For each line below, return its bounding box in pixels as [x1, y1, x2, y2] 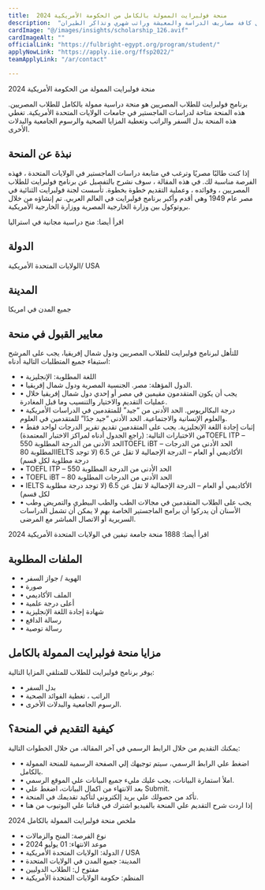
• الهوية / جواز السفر [19, 573, 81, 583]
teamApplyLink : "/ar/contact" [8, 56, 108, 64]
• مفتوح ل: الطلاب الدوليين [19, 864, 99, 873]
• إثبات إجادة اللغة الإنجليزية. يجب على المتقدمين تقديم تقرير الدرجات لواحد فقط [19, 423, 255, 432]
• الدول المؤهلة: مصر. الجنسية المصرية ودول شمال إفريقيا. [19, 380, 193, 390]
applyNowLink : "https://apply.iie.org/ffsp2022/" [8, 48, 175, 56]
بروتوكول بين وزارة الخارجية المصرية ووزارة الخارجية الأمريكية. [8, 202, 191, 211]
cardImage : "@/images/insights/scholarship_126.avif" [8, 26, 189, 34]
